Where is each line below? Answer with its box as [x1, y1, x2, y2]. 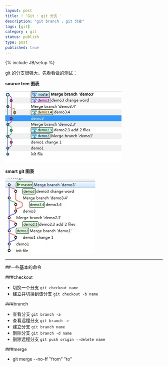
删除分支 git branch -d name [12, 330, 72, 336]
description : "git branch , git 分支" [5, 19, 84, 24]
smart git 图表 [5, 168, 34, 174]
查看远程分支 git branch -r [12, 317, 69, 323]
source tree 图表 [5, 80, 39, 86]
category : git [5, 29, 37, 35]
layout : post [5, 8, 32, 13]
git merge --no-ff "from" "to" [12, 356, 72, 362]
